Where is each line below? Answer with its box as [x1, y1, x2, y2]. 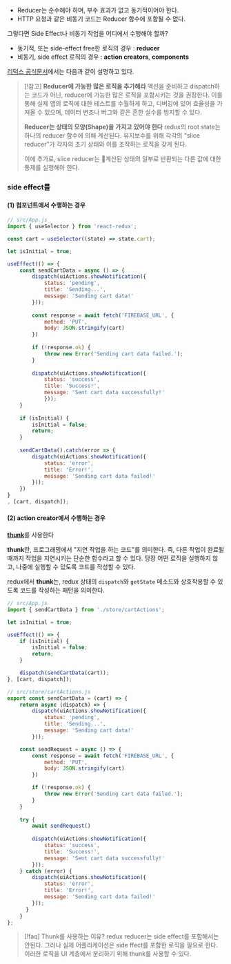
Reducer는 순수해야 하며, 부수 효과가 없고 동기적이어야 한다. [17, 6, 179, 14]
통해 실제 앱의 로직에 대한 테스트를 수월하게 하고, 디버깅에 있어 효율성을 [23, 100, 216, 107]
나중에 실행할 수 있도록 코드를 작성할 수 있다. [16, 563, 136, 571]
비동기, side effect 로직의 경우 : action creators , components [17, 53, 190, 61]
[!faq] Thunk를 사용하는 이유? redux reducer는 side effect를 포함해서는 [23, 932, 219, 940]
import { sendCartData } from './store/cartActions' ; [7, 606, 165, 613]
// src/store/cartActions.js [7, 688, 91, 695]
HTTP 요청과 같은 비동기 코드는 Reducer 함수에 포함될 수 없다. [17, 15, 186, 23]
